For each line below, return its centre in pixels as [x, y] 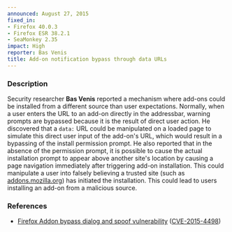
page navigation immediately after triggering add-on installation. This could [116, 166]
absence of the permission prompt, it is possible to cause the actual [105, 151]
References [27, 205]
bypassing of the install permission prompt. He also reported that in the [110, 143]
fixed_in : [22, 20]
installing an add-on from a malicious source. [72, 188]
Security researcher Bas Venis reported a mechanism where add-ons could [116, 99]
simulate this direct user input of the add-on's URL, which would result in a [115, 136]
